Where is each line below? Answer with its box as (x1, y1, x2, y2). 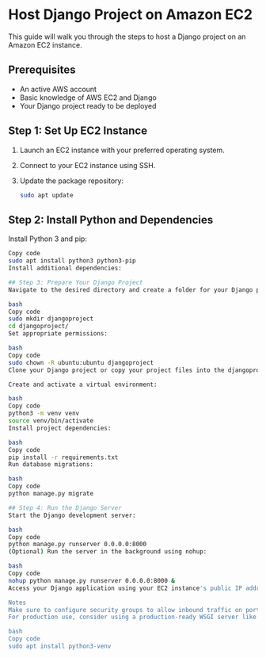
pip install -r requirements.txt (8, 453, 119, 461)
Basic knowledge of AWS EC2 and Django (19, 93, 157, 102)
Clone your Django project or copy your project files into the (8, 366, 225, 374)
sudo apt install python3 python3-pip (8, 257, 136, 265)
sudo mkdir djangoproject (8, 315, 93, 323)
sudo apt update (19, 191, 74, 199)
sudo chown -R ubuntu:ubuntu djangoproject (8, 358, 154, 366)
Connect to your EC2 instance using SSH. (19, 160, 156, 170)
